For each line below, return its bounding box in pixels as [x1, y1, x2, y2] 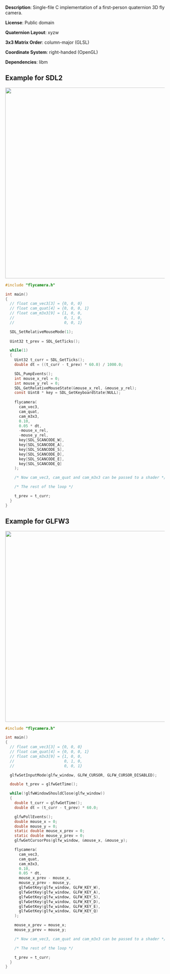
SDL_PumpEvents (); [14, 371, 53, 376]
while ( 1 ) [10, 348, 28, 353]
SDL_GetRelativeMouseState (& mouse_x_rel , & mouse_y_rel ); [14, 385, 137, 391]
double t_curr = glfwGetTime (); [14, 800, 82, 806]
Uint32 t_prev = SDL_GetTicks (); [10, 338, 80, 344]
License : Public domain [5, 20, 55, 25]
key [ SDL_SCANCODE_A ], [18, 442, 65, 447]
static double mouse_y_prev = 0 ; [14, 833, 85, 839]
